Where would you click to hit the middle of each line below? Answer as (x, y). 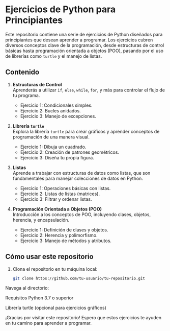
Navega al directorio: (27, 288)
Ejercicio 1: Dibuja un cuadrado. (53, 147)
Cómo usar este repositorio (49, 257)
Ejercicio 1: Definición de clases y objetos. (64, 230)
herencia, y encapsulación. (41, 220)
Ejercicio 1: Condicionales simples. (56, 105)
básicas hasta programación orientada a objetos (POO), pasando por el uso (84, 51)
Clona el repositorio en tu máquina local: (55, 269)
